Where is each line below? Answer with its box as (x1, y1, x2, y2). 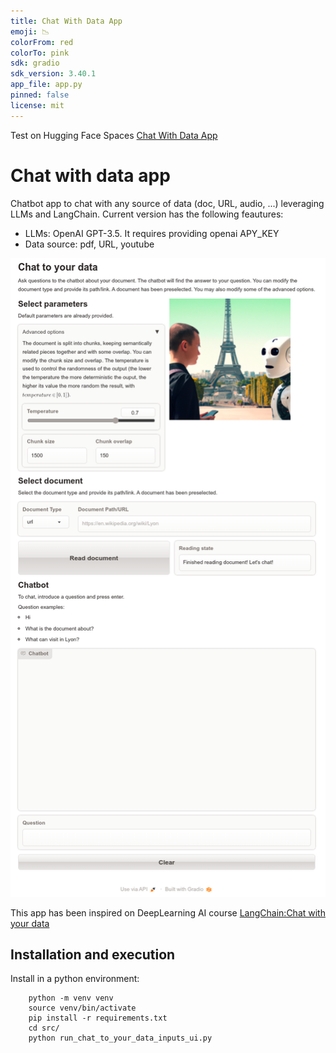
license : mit (10, 100, 65, 110)
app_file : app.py (10, 80, 83, 90)
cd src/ (28, 1023, 60, 1034)
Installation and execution (10, 946, 176, 963)
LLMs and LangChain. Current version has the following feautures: (10, 208, 284, 220)
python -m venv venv (28, 993, 114, 1004)
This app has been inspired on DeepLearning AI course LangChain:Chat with (10, 906, 326, 919)
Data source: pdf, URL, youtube (24, 238, 155, 250)
